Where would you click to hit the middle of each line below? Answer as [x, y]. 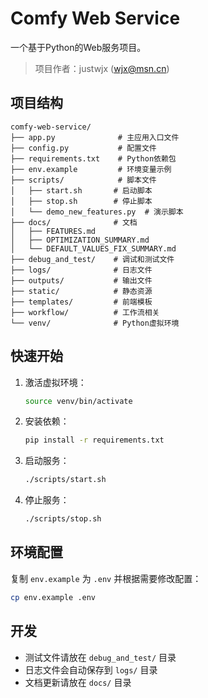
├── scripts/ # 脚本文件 [83, 180]
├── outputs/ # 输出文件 [81, 280]
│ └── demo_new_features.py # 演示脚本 [97, 212]
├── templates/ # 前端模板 [81, 302]
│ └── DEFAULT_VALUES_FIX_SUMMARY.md [93, 248]
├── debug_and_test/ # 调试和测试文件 [92, 259]
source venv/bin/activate [78, 401]
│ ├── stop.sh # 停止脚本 [81, 201]
